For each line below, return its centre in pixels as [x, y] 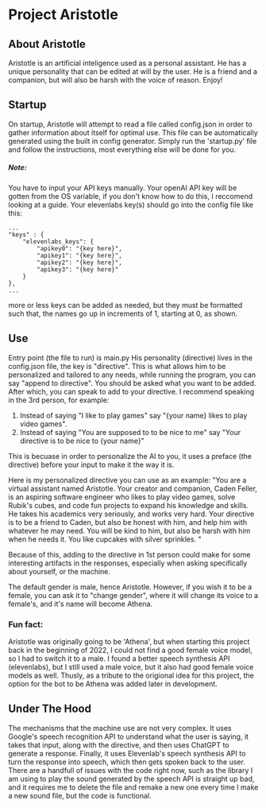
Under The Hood [50, 709]
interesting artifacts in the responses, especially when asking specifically [128, 563]
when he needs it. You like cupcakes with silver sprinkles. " [105, 539]
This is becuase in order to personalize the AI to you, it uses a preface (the [130, 456]
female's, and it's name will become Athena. [81, 604]
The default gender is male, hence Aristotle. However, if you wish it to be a [130, 587]
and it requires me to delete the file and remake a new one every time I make [133, 787]
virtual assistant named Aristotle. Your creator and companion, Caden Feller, [133, 488]
